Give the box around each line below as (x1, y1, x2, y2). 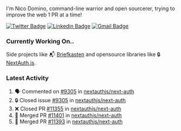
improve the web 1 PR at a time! (6, 11, 82, 18)
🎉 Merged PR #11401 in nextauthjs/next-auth (14, 112, 122, 119)
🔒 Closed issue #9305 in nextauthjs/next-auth (14, 96, 126, 103)
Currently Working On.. (6, 37, 75, 45)
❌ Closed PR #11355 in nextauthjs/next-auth (14, 105, 122, 112)
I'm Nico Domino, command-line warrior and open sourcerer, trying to (6, 5, 175, 12)
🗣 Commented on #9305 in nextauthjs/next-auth (14, 88, 135, 95)
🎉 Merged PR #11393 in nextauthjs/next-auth (14, 117, 123, 125)
